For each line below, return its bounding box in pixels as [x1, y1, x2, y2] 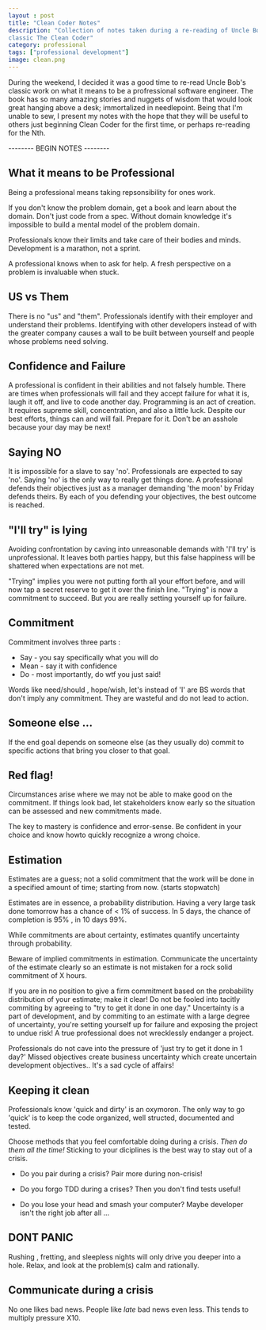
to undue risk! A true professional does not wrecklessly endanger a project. [8, 1028, 254, 1038]
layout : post [8, 11, 55, 20]
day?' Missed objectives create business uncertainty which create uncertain [8, 1052, 257, 1062]
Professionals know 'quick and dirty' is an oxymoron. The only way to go [8, 1105, 245, 1114]
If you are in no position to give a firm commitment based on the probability [8, 986, 254, 996]
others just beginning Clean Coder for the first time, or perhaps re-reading [8, 120, 251, 129]
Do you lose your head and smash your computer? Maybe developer [19, 1200, 244, 1209]
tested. [8, 1122, 32, 1130]
